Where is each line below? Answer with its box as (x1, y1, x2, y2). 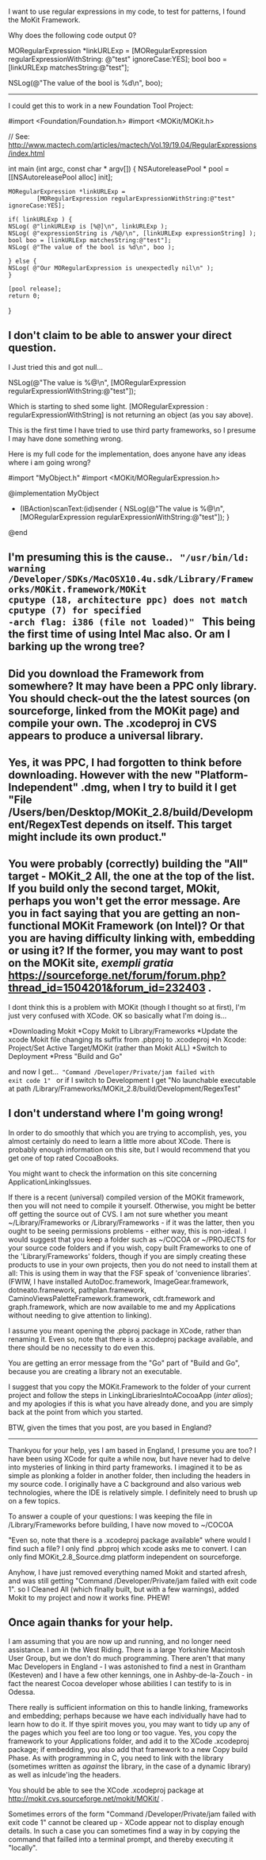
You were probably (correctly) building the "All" (8, 857, 249, 871)
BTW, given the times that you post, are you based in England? (8, 1423, 212, 1432)
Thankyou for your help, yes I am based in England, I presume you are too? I (8, 1445, 256, 1455)
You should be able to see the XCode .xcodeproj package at (8, 1785, 204, 1795)
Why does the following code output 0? (8, 31, 137, 40)
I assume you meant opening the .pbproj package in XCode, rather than (8, 1326, 241, 1335)
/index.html (8, 148, 45, 158)
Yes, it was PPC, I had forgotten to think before (8, 756, 242, 769)
